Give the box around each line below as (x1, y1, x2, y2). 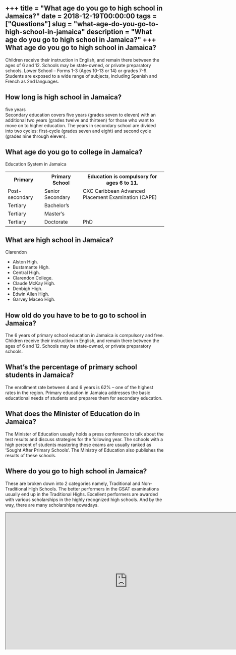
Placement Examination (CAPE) (82, 194, 157, 201)
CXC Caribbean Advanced (82, 188, 145, 195)
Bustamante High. (12, 264, 50, 270)
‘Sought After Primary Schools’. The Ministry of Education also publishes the (5, 447, 164, 453)
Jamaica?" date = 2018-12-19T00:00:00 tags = (5, 12, 157, 21)
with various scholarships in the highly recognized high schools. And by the (5, 497, 162, 503)
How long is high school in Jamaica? (5, 93, 122, 101)
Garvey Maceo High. (12, 296, 55, 302)
